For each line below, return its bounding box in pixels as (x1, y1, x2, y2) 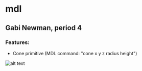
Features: (5, 39, 30, 46)
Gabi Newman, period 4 (5, 23, 82, 32)
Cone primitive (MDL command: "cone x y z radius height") (12, 50, 137, 56)
